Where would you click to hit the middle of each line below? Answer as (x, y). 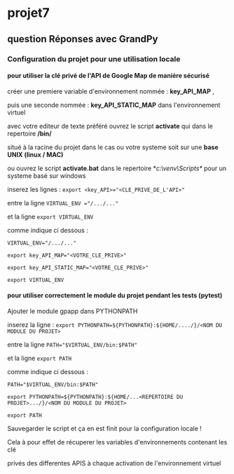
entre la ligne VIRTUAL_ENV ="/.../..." (63, 203)
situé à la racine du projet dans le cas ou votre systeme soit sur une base (113, 147)
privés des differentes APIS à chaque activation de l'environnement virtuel (114, 463)
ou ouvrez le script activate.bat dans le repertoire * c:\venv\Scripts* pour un (117, 168)
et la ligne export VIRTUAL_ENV (50, 217)
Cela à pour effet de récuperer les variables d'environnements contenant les (117, 442)
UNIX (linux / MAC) (35, 154)
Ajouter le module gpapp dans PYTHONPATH (73, 311)
